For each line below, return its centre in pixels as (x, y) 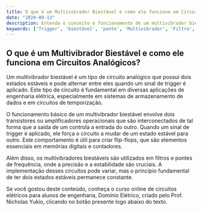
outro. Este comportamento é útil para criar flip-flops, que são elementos (97, 140)
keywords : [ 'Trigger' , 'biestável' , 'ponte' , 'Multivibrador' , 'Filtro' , (101, 29)
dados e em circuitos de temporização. (55, 102)
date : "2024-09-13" (31, 17)
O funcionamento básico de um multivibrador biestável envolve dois (90, 115)
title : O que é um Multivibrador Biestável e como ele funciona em (93, 12)
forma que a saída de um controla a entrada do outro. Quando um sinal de (98, 127)
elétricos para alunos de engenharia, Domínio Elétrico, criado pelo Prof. (95, 195)
